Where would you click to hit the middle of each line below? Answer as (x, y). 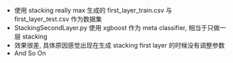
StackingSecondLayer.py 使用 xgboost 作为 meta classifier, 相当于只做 (117, 28)
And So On (30, 53)
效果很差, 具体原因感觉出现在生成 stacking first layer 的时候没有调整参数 (119, 45)
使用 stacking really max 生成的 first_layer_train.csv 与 (93, 10)
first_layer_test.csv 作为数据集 (58, 19)
